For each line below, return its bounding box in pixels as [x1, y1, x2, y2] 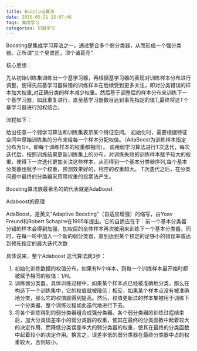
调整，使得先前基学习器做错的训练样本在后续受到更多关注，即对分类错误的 [6, 82, 186, 89]
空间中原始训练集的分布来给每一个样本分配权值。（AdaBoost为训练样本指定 [6, 136, 186, 143]
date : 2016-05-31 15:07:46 [6, 14, 72, 20]
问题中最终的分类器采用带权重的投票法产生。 [6, 173, 114, 180]
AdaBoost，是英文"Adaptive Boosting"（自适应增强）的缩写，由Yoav [6, 210, 173, 218]
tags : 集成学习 [6, 19, 40, 25]
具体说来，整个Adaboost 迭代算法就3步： [6, 253, 107, 260]
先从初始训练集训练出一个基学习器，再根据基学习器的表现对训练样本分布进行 [6, 74, 191, 81]
